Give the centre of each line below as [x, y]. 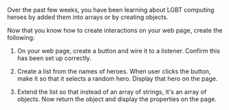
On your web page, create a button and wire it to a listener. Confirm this [118, 51]
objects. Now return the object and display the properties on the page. [117, 99]
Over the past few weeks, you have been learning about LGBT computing [111, 10]
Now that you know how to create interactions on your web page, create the [115, 30]
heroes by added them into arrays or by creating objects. [88, 17]
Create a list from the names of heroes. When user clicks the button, [114, 71]
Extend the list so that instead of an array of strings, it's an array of [112, 92]
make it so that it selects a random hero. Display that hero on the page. [117, 79]
